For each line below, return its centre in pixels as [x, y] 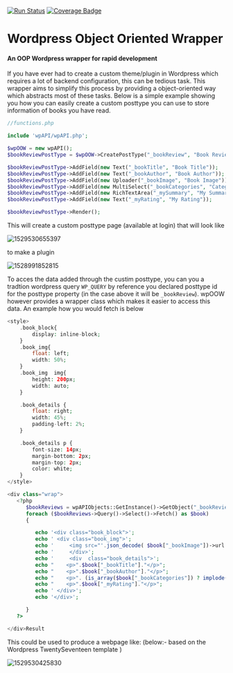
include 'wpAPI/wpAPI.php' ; [48, 136]
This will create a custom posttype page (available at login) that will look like [116, 225]
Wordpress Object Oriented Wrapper [115, 39]
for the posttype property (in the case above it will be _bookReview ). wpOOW [116, 294]
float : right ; [52, 411]
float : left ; [51, 354]
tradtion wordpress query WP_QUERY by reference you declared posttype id [112, 287]
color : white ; [52, 469]
